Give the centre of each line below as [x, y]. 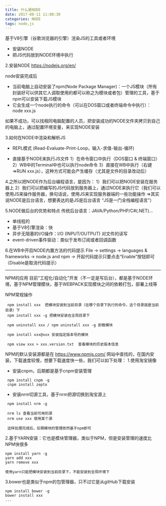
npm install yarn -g [26, 454]
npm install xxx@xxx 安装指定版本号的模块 [48, 335]
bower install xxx [24, 496]
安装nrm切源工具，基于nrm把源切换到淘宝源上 [59, 394]
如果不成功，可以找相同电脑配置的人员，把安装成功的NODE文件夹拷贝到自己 [83, 121]
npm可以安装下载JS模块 [37, 99]
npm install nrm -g [27, 404]
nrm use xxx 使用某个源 [30, 419]
